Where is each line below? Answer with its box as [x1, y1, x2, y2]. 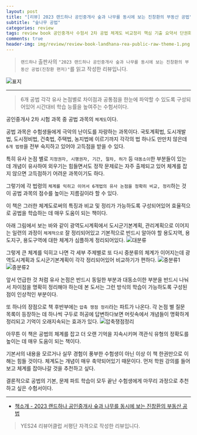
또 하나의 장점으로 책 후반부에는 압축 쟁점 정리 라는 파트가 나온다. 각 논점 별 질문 [6, 303, 185, 310]
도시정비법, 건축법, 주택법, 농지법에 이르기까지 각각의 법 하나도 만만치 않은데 [13, 135, 188, 142]
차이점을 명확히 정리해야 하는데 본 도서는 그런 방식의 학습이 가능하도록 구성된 [12, 283, 188, 290]
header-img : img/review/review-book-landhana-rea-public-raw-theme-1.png [6, 42, 191, 47]
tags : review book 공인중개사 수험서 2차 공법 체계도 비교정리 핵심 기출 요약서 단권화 [6, 30, 192, 36]
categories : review [6, 25, 54, 31]
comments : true [6, 36, 43, 42]
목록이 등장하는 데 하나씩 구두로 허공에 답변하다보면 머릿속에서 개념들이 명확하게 [6, 310, 189, 317]
